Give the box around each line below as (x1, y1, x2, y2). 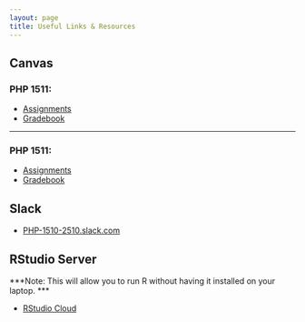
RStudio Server (9, 251, 97, 267)
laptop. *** (9, 286, 50, 297)
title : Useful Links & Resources (9, 22, 136, 31)
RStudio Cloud (22, 303, 77, 314)
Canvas (9, 55, 54, 71)
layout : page (9, 13, 59, 23)
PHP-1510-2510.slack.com (22, 225, 121, 236)
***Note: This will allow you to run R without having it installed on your (9, 276, 276, 287)
